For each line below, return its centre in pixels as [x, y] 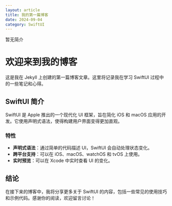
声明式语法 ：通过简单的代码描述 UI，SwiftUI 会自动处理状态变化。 [82, 148]
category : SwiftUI [25, 24]
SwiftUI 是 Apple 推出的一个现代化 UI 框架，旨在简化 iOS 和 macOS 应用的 [83, 115]
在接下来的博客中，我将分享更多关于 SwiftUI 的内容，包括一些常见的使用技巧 [86, 192]
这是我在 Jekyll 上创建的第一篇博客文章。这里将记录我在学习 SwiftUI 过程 [82, 77]
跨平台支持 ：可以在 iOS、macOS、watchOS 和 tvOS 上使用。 [78, 154]
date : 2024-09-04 [24, 19]
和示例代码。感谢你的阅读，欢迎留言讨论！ [50, 198]
